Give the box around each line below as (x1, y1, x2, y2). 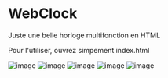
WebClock (8, 5, 78, 23)
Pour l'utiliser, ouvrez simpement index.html (8, 45, 150, 55)
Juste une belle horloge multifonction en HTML (8, 30, 161, 40)
